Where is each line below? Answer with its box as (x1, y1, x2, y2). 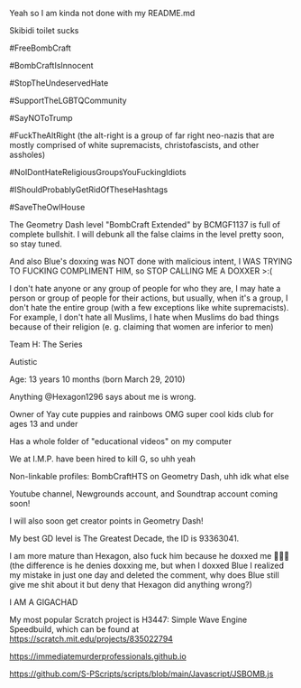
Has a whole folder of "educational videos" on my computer (9, 436, 233, 446)
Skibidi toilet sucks (9, 25, 79, 35)
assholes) (9, 149, 46, 160)
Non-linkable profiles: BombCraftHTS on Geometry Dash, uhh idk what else (9, 471, 290, 481)
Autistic (9, 357, 38, 367)
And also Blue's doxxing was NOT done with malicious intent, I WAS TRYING (9, 256, 293, 266)
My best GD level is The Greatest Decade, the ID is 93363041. (9, 533, 240, 544)
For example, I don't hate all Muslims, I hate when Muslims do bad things (9, 311, 279, 322)
